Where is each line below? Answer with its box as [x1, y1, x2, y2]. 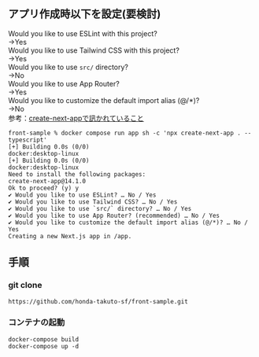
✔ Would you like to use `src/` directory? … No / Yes [8, 204, 192, 212]
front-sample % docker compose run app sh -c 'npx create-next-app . [8, 129, 242, 137]
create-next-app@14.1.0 [8, 177, 87, 185]
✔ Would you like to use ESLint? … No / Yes [8, 191, 157, 199]
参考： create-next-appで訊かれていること [8, 113, 144, 123]
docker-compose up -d [8, 342, 80, 350]
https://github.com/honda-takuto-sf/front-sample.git [8, 297, 189, 305]
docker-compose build [8, 335, 80, 344]
